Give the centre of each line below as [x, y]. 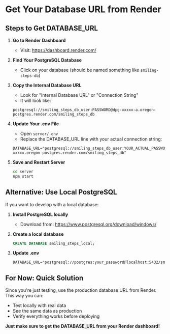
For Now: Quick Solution [44, 278]
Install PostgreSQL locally [40, 214]
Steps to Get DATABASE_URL [52, 28]
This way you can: [24, 296]
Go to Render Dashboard [39, 40]
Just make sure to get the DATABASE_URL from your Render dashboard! [82, 326]
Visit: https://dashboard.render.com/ [58, 50]
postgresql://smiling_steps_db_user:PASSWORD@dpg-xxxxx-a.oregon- [84, 110]
